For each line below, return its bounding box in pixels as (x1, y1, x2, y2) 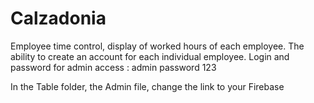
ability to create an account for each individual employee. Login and (10, 50, 290, 62)
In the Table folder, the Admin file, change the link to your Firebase (10, 80, 285, 92)
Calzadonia (10, 7, 107, 30)
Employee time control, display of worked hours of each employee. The (10, 40, 305, 52)
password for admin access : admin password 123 (10, 61, 217, 73)
